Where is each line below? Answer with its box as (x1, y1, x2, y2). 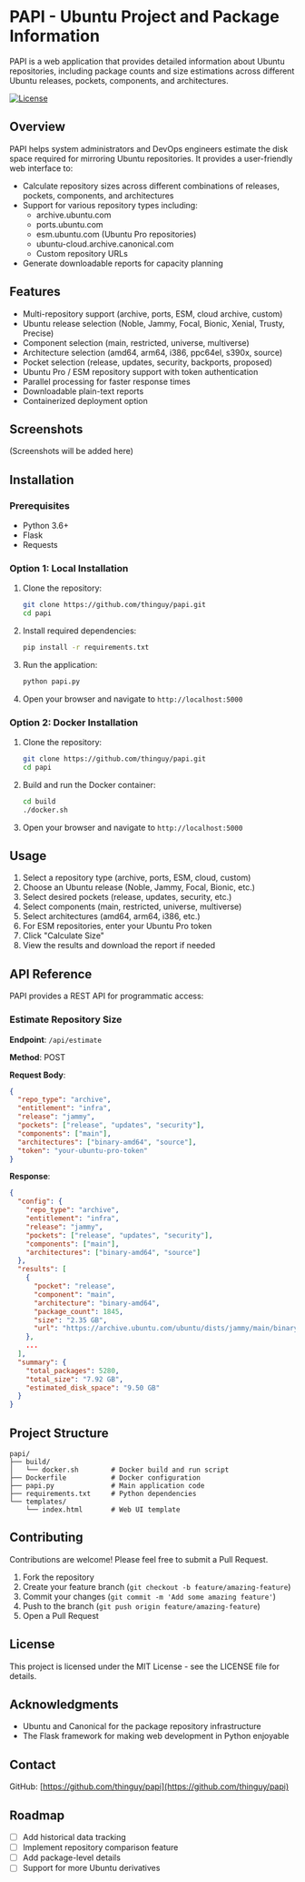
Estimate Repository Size (9, 1013, 123, 1026)
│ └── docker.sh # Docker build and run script (9, 1465, 230, 1475)
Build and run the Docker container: (22, 779, 156, 790)
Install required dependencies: (22, 625, 137, 636)
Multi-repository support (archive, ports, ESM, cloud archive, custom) (22, 308, 283, 319)
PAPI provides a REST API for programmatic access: (9, 990, 204, 1002)
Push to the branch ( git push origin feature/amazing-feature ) (22, 1600, 261, 1612)
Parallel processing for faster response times (22, 376, 191, 387)
